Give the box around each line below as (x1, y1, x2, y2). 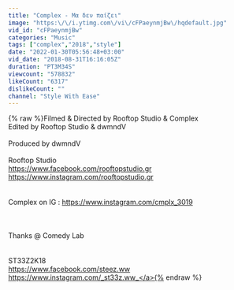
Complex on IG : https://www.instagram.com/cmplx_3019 (8, 198, 193, 207)
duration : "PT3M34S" (8, 63, 76, 71)
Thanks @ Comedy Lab (8, 231, 84, 240)
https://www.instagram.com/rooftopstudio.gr (8, 173, 154, 182)
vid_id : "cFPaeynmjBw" (8, 26, 83, 34)
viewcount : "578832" (8, 70, 76, 78)
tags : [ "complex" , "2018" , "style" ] (8, 41, 122, 49)
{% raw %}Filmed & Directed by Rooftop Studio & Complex (8, 113, 199, 123)
